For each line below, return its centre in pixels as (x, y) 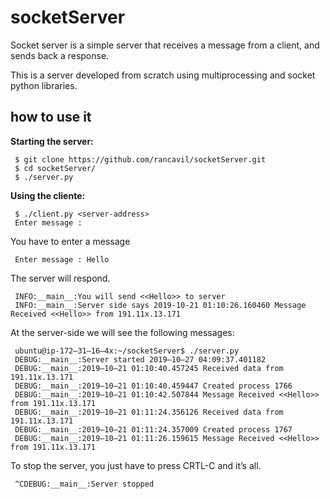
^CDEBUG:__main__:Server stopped (84, 484)
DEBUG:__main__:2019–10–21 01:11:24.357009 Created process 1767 (153, 429)
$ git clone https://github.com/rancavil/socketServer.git (140, 159)
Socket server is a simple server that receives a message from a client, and (165, 45)
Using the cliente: (48, 195)
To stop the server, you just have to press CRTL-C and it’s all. (136, 465)
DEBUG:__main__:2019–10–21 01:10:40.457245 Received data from (149, 368)
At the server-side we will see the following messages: (122, 332)
